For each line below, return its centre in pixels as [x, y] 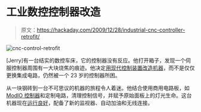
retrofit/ [30, 36]
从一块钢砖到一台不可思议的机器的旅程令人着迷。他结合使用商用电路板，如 [98, 88]
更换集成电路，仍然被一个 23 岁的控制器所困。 [63, 75]
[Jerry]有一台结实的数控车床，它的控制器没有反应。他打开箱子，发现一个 [96, 60]
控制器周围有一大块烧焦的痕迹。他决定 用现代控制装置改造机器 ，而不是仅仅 [103, 68]
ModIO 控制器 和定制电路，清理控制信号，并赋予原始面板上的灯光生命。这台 [99, 95]
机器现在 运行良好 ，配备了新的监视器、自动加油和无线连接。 [80, 102]
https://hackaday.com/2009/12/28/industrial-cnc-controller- [111, 30]
